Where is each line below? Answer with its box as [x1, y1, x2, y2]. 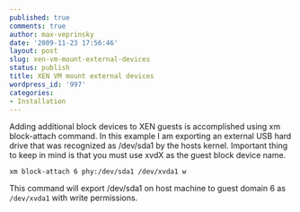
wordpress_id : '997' [9, 80, 87, 89]
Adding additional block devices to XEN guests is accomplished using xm [9, 121, 281, 132]
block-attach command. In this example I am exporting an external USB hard [9, 131, 292, 142]
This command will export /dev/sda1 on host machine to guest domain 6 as [9, 183, 286, 194]
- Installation [9, 96, 66, 106]
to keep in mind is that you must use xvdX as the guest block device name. [9, 150, 287, 161]
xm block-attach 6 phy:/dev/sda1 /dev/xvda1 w [9, 167, 187, 176]
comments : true [9, 22, 66, 31]
